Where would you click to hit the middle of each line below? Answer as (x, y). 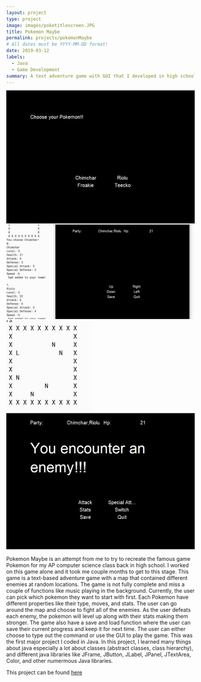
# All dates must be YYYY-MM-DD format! (57, 44)
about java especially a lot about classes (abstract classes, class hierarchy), (100, 648)
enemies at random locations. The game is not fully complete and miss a (95, 584)
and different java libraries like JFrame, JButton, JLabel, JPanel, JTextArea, (99, 654)
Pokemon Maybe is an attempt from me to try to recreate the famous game (98, 559)
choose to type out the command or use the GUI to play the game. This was (100, 635)
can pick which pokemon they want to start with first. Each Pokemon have (98, 597)
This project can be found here (44, 672)
